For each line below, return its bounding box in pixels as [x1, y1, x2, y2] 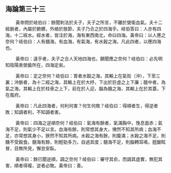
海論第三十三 [5, 5, 46, 14]
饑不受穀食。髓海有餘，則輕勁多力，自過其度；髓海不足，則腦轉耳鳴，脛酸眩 [5, 139, 166, 145]
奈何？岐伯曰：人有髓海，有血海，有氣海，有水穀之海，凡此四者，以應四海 [5, 38, 161, 44]
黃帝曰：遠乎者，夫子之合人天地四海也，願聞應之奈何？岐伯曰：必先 [15, 55, 158, 62]
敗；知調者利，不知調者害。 [5, 109, 64, 115]
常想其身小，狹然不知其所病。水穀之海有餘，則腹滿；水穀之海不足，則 [18, 132, 166, 138]
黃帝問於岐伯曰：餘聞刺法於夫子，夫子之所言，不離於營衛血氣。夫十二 [15, 19, 163, 25]
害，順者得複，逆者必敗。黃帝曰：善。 [5, 162, 85, 168]
